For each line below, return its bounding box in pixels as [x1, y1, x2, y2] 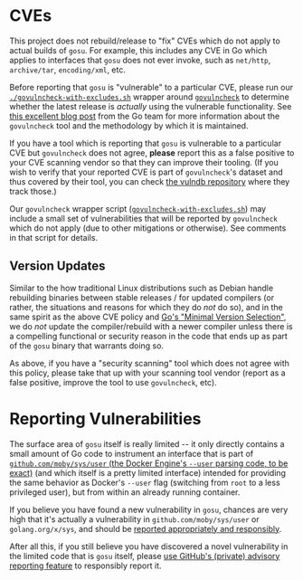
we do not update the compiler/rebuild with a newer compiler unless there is [9, 320, 293, 331]
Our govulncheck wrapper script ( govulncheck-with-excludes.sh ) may [9, 203, 267, 214]
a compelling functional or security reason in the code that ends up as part [9, 330, 288, 341]
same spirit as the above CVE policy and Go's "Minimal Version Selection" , [9, 311, 287, 322]
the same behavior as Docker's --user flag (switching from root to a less [9, 477, 280, 488]
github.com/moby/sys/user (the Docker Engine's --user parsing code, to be [9, 458, 289, 469]
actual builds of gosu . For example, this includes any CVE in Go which [9, 44, 268, 55]
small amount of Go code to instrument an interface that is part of [9, 448, 254, 459]
